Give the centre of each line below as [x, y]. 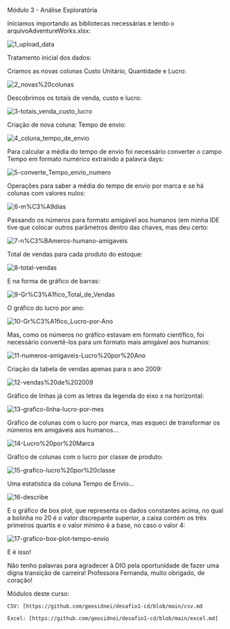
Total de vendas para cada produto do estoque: [75, 254]
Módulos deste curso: [38, 594]
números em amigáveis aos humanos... [63, 430]
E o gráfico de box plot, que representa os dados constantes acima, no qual [115, 511]
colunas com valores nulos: [46, 193]
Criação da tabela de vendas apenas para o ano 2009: [85, 369]
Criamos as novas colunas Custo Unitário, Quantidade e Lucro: [97, 71]
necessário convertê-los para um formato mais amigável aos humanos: [108, 342]
